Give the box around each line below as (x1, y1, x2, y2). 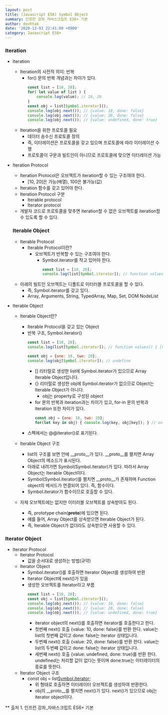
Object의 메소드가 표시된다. (27, 457, 81, 463)
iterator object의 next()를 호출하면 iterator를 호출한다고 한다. (34, 620, 155, 626)
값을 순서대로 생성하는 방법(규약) (27, 557, 91, 563)
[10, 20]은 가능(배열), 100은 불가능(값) (27, 178, 102, 185)
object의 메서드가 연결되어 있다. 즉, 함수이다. (27, 482, 115, 488)
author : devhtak (5, 21, 39, 26)
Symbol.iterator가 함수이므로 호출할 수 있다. (27, 488, 114, 494)
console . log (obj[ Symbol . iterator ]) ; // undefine (27, 358, 131, 363)
